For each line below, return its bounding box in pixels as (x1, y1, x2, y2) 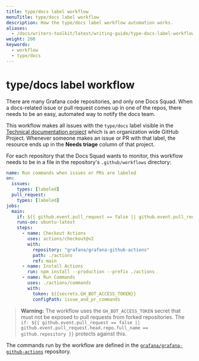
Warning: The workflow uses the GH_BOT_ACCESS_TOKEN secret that (20, 307, 181, 314)
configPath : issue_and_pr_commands (32, 296, 120, 302)
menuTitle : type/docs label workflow (6, 14, 99, 20)
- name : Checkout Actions (21, 230, 86, 237)
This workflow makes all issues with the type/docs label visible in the (6, 122, 174, 129)
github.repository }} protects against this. (20, 330, 127, 337)
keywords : (6, 42, 31, 48)
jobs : (6, 202, 20, 209)
